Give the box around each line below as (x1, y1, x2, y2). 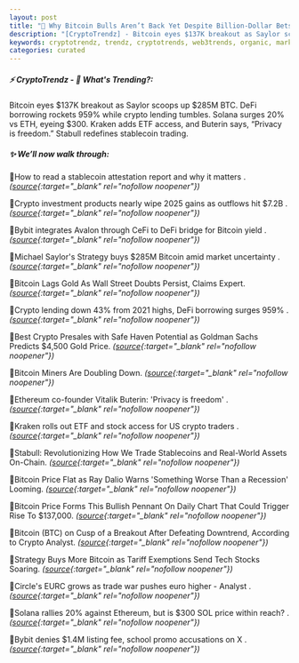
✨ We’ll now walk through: (9, 148, 109, 159)
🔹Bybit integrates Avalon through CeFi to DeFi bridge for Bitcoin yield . (9, 225, 267, 236)
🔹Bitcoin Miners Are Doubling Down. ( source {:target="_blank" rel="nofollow (9, 368, 288, 379)
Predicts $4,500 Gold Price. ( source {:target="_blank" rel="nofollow (9, 341, 256, 352)
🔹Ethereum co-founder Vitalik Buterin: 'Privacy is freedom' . (9, 395, 229, 405)
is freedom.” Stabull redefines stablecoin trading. (9, 128, 189, 139)
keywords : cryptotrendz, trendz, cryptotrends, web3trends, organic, (9, 37, 273, 47)
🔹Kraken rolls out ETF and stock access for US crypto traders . (9, 421, 239, 432)
